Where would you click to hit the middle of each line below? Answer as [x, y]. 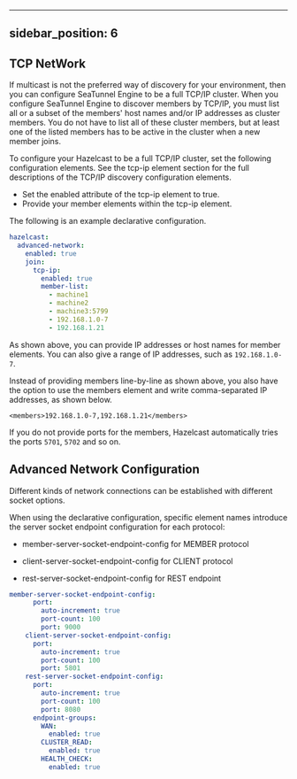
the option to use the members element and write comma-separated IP [138, 389]
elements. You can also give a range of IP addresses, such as [121, 354]
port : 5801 [61, 668]
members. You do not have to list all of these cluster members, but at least [145, 123]
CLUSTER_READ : [67, 743]
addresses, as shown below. [61, 399]
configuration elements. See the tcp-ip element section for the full [129, 168]
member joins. [35, 142]
